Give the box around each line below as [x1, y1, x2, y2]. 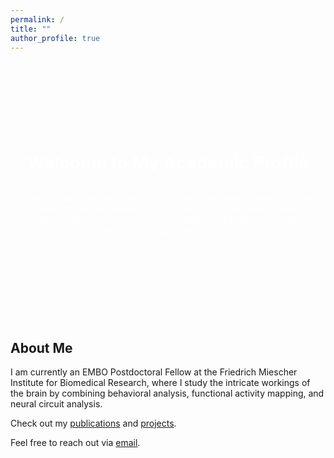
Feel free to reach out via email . [10, 437, 141, 449]
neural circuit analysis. [10, 398, 103, 410]
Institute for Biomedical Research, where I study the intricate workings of [10, 377, 311, 389]
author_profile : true [10, 33, 101, 43]
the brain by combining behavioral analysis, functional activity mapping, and [10, 387, 325, 400]
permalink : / [10, 14, 65, 25]
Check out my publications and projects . [10, 417, 177, 430]
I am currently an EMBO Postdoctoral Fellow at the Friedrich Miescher [10, 366, 298, 378]
